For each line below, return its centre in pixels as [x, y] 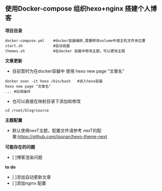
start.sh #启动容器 [38, 46]
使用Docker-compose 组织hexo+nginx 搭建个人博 [81, 9]
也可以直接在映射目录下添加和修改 [46, 101]
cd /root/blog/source [27, 110]
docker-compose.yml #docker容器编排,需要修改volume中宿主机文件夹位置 [75, 40]
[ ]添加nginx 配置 [29, 183]
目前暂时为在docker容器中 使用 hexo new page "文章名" [68, 71]
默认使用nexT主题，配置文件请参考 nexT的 [55, 130]
